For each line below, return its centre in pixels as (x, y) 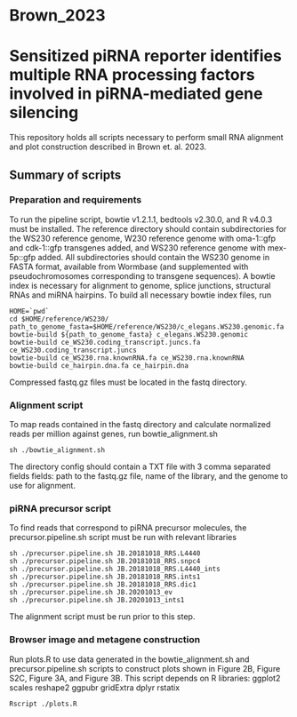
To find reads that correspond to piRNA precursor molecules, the (128, 528)
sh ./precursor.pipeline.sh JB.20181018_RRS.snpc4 (105, 562)
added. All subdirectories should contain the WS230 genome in (153, 257)
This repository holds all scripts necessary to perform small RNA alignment (146, 138)
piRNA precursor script (60, 509)
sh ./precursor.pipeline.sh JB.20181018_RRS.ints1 (105, 577)
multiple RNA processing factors (132, 75)
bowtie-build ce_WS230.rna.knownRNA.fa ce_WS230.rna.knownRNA (127, 358)
